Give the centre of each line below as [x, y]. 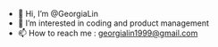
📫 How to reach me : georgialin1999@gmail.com [108, 33]
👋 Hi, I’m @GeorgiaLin [58, 14]
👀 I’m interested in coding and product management [113, 23]
